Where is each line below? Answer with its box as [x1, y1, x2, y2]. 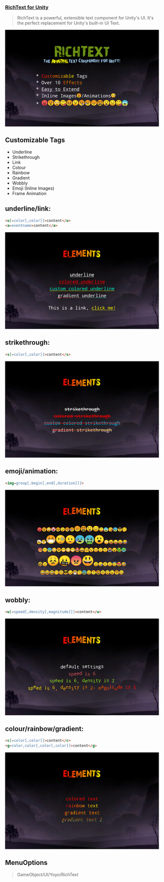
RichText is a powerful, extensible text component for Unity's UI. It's [17, 15, 154, 21]
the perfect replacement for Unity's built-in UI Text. [17, 20, 121, 26]
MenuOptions [5, 859, 48, 867]
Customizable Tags [5, 136, 65, 144]
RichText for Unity [5, 4, 49, 11]
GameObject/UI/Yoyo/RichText [17, 871, 79, 877]
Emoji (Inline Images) [12, 185, 55, 191]
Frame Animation [12, 190, 47, 196]
